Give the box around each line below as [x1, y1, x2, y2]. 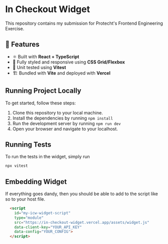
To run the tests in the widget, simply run [5, 154, 90, 160]
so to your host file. [5, 196, 45, 202]
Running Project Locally [5, 87, 81, 95]
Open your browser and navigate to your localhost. [12, 126, 118, 132]
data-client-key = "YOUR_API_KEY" [14, 224, 82, 230]
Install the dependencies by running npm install [12, 115, 113, 121]
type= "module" [14, 215, 44, 220]
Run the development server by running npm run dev [12, 120, 121, 127]
